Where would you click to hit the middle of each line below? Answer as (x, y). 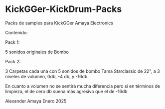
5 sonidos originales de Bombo (37, 52)
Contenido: (17, 32)
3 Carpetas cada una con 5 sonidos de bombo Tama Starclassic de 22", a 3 (83, 71)
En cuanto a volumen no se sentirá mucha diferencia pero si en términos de (83, 86)
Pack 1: (12, 42)
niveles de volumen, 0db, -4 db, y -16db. (47, 76)
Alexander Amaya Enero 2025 (36, 101)
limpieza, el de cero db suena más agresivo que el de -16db (67, 91)
